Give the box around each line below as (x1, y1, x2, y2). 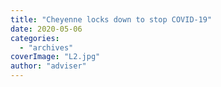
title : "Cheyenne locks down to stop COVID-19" (10, 14, 213, 25)
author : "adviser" (10, 61, 87, 71)
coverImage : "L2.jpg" (10, 52, 101, 62)
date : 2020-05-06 (10, 24, 83, 34)
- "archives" (19, 42, 74, 53)
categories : (10, 33, 60, 43)
